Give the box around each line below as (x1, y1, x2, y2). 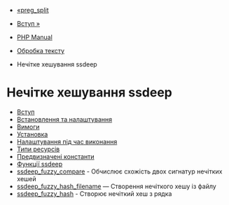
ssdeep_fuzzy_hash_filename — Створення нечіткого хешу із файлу (16, 182, 216, 190)
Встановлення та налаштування (16, 115, 113, 123)
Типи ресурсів (16, 145, 60, 153)
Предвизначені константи (16, 152, 95, 160)
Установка (16, 129, 48, 139)
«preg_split (16, 6, 50, 14)
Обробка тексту (16, 47, 64, 55)
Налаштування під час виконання (16, 137, 118, 146)
